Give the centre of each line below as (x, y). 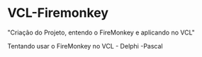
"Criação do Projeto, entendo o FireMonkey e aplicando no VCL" (101, 32)
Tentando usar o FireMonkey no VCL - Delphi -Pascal (85, 46)
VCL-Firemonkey (58, 13)
